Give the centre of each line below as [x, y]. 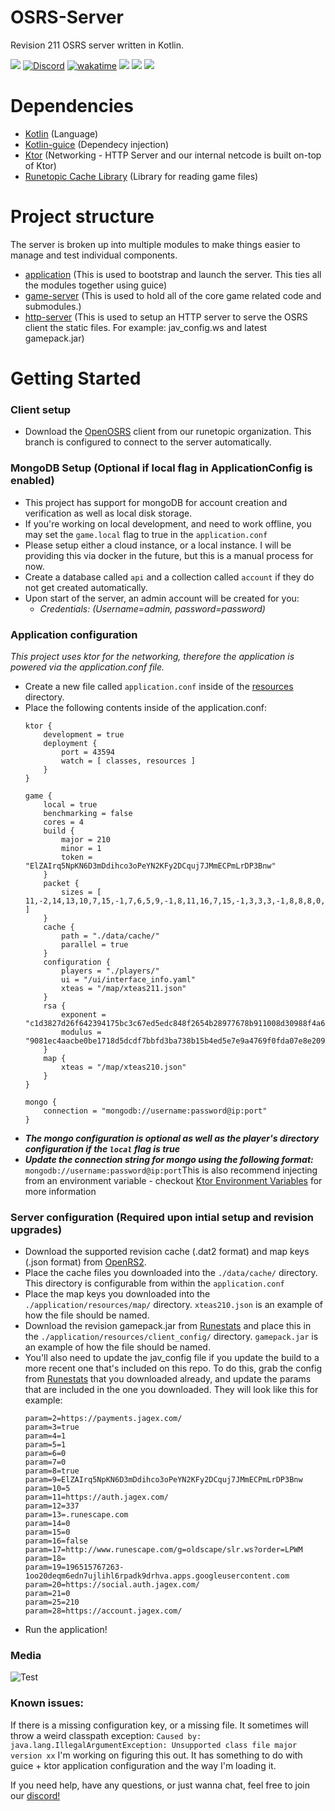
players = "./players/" [110, 971]
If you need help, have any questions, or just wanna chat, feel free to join [160, 1785]
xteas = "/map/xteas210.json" [124, 1067]
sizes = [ [81, 892]
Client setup [41, 409]
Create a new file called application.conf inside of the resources [159, 686]
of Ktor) [40, 165]
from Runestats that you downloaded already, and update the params [168, 1379]
